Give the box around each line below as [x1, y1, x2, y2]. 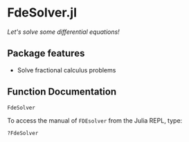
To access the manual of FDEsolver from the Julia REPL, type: [7, 116, 183, 125]
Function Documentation [7, 86, 116, 98]
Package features [7, 48, 85, 59]
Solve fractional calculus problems [17, 65, 116, 74]
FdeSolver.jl [7, 5, 78, 21]
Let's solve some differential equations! [7, 28, 120, 36]
